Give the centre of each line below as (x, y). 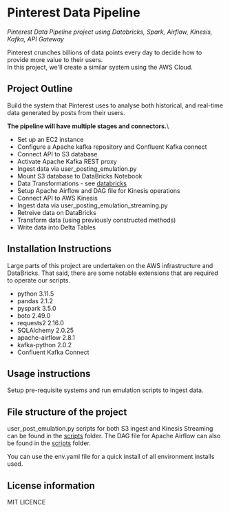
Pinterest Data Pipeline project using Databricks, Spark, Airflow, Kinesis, (110, 32)
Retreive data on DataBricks (56, 212)
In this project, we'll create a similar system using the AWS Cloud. (100, 67)
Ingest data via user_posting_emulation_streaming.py (92, 205)
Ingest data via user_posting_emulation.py (77, 168)
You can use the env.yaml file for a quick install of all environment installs (111, 457)
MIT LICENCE (27, 502)
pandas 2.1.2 (35, 300)
